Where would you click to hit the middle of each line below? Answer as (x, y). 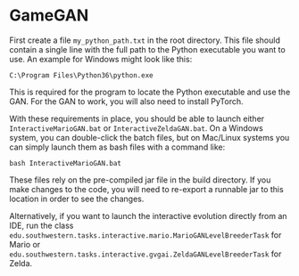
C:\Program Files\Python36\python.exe (81, 75)
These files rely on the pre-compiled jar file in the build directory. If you (140, 180)
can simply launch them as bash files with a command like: (117, 147)
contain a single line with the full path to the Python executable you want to (147, 49)
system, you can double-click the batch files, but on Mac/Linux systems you (149, 137)
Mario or (25, 244)
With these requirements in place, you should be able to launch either (137, 118)
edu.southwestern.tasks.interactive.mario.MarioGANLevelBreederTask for (145, 235)
